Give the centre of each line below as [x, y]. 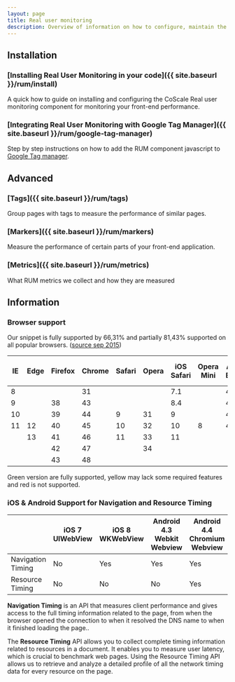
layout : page [26, 14]
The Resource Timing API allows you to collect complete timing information [116, 641]
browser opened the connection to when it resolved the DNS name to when [116, 620]
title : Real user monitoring [50, 20]
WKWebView [122, 538]
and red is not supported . [44, 485]
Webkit [166, 538]
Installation [32, 55]
